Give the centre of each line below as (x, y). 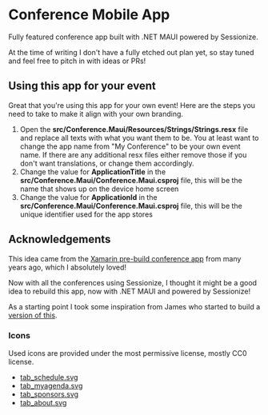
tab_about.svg (43, 402)
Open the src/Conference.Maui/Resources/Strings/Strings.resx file (134, 129)
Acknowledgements (60, 239)
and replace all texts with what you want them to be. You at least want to (139, 138)
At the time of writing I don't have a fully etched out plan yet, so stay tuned (131, 52)
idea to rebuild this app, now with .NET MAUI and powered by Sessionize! (129, 291)
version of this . (33, 315)
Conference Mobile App (89, 15)
